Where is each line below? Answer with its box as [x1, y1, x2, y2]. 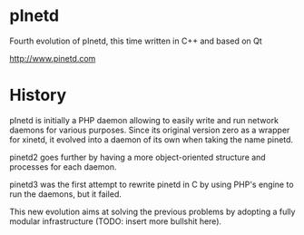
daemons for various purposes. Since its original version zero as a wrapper [9, 124, 290, 135]
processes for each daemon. [9, 161, 117, 172]
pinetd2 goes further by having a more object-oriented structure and [9, 152, 266, 162]
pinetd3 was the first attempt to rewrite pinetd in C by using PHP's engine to [9, 179, 294, 190]
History [9, 85, 67, 105]
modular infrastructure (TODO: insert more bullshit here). [9, 215, 222, 227]
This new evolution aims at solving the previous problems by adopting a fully [9, 206, 296, 217]
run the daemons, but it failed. [9, 188, 123, 200]
